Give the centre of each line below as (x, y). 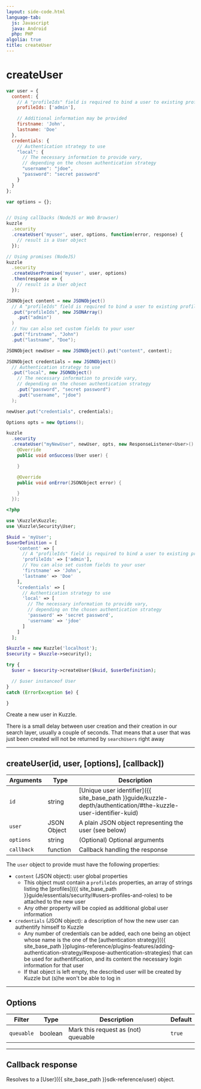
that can (183, 953)
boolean (51, 1034)
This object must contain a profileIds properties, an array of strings (108, 883)
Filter (22, 1019)
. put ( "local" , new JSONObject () (52, 373)
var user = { (22, 91)
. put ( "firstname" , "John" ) (45, 334)
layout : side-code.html (36, 12)
